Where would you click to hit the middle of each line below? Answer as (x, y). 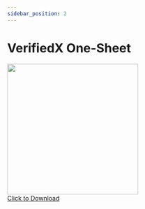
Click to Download (33, 198)
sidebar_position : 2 (37, 14)
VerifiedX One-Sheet (69, 48)
